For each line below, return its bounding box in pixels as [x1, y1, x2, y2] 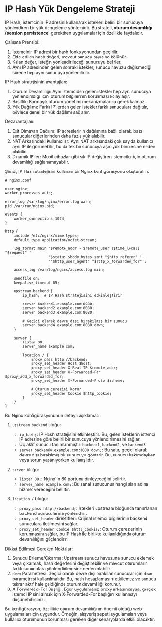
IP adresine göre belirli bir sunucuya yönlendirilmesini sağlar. [19, 436, 141, 442]
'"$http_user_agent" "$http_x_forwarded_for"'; [48, 259, 146, 264]
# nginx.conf [5, 178, 32, 183]
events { [5, 212, 23, 217]
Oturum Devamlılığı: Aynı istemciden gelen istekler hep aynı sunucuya [12, 88, 151, 94]
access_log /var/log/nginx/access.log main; [14, 267, 105, 272]
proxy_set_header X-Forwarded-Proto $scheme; [31, 378, 125, 383]
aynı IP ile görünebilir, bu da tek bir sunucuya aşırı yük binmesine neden [12, 143, 156, 149]
